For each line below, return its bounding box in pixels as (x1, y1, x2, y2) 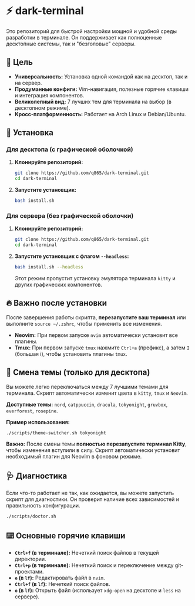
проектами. (14, 568, 44, 575)
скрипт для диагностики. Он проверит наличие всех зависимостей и (6, 496, 180, 503)
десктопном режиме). (14, 104, 70, 112)
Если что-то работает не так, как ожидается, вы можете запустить (6, 490, 174, 497)
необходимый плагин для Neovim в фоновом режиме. (6, 453, 142, 460)
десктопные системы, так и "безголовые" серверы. (6, 40, 136, 47)
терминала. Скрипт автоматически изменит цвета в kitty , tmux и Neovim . (6, 389, 188, 397)
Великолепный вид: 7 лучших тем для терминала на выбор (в (14, 98, 172, 105)
